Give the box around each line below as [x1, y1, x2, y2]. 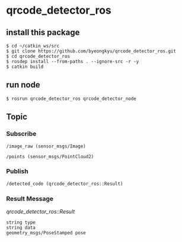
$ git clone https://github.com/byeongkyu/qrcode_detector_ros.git [6, 48, 177, 54]
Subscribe [6, 130, 37, 138]
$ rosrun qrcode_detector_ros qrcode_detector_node [6, 96, 136, 102]
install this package [6, 27, 80, 37]
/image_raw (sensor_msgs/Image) [6, 143, 86, 149]
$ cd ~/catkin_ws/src [6, 43, 60, 49]
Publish [6, 167, 28, 175]
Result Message [6, 194, 54, 203]
